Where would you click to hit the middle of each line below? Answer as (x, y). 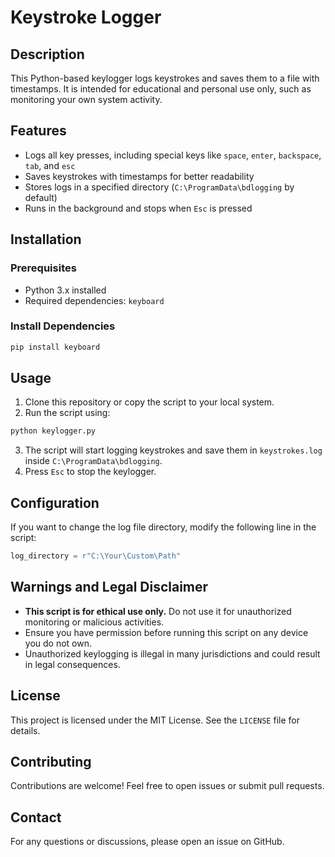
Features (38, 131)
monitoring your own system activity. (86, 99)
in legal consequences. (72, 664)
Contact (36, 817)
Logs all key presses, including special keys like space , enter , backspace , (173, 155)
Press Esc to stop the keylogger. (90, 472)
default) (41, 197)
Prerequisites (43, 268)
